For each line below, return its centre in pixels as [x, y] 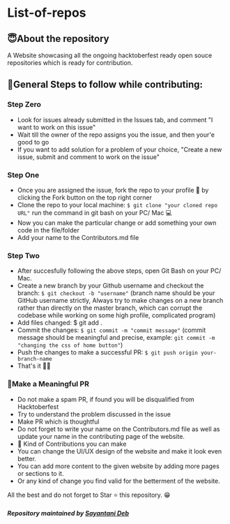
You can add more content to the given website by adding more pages [118, 466]
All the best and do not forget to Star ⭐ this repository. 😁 [89, 495]
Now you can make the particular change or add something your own [117, 223]
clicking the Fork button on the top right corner [84, 197]
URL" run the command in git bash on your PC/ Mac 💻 [94, 212]
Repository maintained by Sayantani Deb [68, 514]
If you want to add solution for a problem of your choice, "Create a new [120, 149]
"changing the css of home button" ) [70, 345]
